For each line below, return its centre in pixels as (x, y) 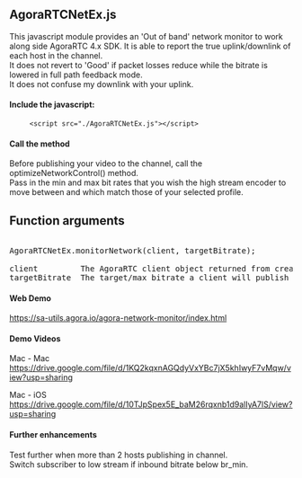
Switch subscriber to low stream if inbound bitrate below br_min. (129, 464)
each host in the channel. (56, 55)
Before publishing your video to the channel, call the (106, 164)
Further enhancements (53, 435)
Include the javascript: (52, 105)
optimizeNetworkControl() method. (74, 173)
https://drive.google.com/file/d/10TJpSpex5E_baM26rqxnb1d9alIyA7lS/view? (151, 404)
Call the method (40, 144)
